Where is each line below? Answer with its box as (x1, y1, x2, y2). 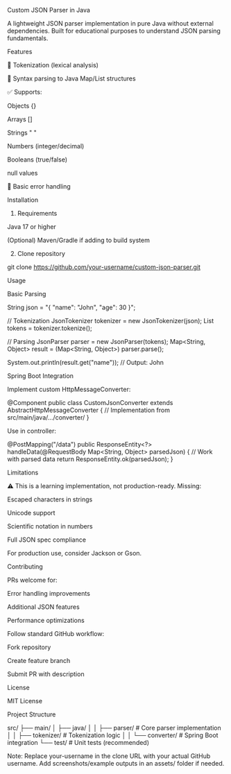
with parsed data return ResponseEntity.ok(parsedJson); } (7, 455, 173, 463)
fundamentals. (7, 34, 49, 42)
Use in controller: (7, 427, 57, 435)
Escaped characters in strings (7, 495, 93, 504)
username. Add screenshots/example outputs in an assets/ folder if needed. (7, 759, 225, 767)
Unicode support (7, 509, 55, 517)
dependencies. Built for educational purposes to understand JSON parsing (7, 27, 221, 35)
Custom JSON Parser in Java (7, 6, 90, 14)
